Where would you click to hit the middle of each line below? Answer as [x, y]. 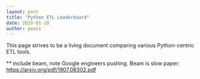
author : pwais [24, 28]
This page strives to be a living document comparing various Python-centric [100, 45]
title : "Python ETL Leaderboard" [48, 17]
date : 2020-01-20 [28, 23]
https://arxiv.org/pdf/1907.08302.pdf [51, 70]
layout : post [22, 12]
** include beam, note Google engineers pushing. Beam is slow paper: [93, 63]
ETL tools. [19, 52]
